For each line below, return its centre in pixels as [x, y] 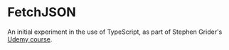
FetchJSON [42, 12]
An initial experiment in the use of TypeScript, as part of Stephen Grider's [115, 32]
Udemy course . [30, 39]
